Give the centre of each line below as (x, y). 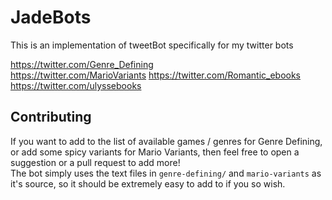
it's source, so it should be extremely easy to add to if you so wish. (148, 183)
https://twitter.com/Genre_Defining (82, 64)
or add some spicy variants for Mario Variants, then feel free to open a (155, 152)
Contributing (51, 117)
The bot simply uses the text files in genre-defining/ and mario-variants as (166, 173)
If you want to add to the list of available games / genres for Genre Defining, (166, 141)
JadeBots (51, 17)
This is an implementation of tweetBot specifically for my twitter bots (152, 45)
